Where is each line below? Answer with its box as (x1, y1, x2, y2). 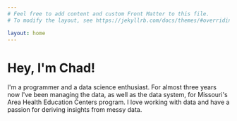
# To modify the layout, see (7, 17, 93, 24)
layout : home (7, 30, 46, 37)
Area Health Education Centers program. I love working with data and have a (7, 98, 230, 106)
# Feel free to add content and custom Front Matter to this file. (7, 10, 210, 18)
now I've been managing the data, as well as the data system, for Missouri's (7, 91, 228, 99)
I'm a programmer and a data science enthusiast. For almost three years (7, 83, 217, 91)
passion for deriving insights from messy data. (7, 106, 142, 114)
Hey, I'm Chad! (7, 60, 96, 76)
